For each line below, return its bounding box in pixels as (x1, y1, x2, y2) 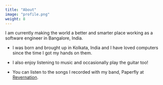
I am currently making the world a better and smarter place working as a (5, 30, 153, 36)
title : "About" (5, 7, 37, 12)
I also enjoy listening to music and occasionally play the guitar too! (12, 60, 149, 66)
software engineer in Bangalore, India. (5, 35, 83, 41)
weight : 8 (5, 16, 26, 21)
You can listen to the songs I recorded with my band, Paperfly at (12, 69, 144, 75)
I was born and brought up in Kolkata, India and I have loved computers (12, 45, 159, 51)
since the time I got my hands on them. (12, 50, 92, 56)
